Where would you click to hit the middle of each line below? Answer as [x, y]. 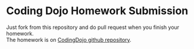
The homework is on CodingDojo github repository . [69, 40]
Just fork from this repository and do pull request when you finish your [93, 27]
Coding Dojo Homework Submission [97, 11]
